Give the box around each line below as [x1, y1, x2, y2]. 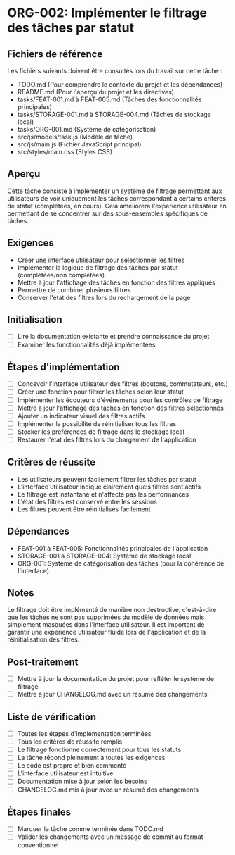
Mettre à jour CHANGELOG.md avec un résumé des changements [17, 690, 208, 699]
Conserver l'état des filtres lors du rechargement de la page [17, 293, 191, 301]
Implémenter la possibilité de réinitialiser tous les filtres [17, 419, 177, 427]
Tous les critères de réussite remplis [17, 737, 123, 746]
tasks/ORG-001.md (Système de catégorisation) [17, 125, 156, 133]
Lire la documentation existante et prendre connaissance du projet [17, 332, 210, 341]
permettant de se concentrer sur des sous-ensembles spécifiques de [7, 209, 208, 218]
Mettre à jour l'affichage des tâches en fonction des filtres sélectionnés [17, 404, 224, 412]
